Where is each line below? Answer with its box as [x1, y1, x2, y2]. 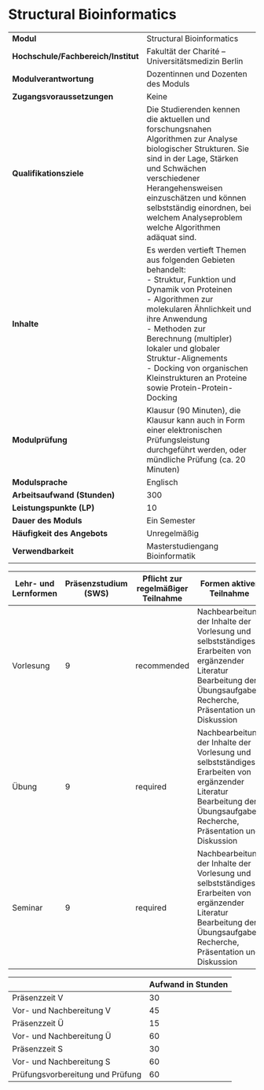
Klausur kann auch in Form [146, 415, 245, 426]
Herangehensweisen [146, 183, 223, 194]
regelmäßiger [136, 582, 189, 593]
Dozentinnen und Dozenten [146, 68, 247, 79]
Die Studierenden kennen [146, 104, 240, 115]
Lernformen [12, 588, 57, 599]
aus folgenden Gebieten [146, 254, 236, 265]
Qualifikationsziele [12, 168, 84, 179]
